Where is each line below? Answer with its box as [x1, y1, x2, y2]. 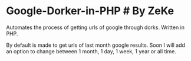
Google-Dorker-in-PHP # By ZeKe [6, 4, 174, 18]
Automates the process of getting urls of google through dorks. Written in [6, 24, 185, 31]
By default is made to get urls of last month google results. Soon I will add [6, 41, 186, 49]
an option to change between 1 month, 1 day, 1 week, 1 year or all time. [6, 47, 177, 54]
